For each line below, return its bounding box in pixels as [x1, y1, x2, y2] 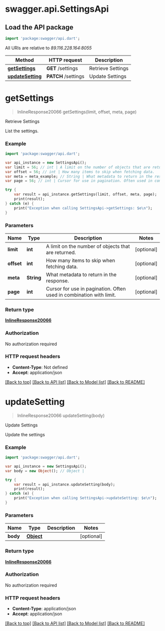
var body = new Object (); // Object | [5, 468, 84, 473]
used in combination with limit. [46, 291, 116, 298]
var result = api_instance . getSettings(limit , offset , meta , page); [14, 192, 157, 197]
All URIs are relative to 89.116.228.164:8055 [5, 45, 92, 51]
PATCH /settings [46, 73, 85, 80]
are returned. [46, 249, 76, 256]
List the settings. [5, 128, 39, 134]
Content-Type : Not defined [12, 364, 68, 370]
